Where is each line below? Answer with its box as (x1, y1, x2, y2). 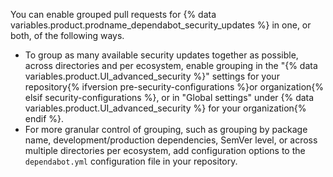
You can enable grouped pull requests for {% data (10, 9, 217, 20)
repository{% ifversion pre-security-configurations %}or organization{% (24, 81, 325, 93)
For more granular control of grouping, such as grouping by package (24, 124, 308, 135)
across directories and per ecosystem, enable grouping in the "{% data (24, 60, 318, 71)
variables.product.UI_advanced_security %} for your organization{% (24, 102, 307, 114)
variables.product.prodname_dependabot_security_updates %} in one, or (10, 19, 312, 31)
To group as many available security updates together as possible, (24, 49, 299, 61)
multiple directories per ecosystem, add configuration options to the (24, 145, 306, 156)
